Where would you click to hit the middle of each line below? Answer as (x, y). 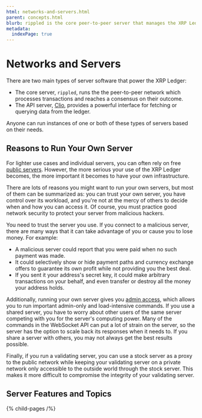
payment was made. (40, 255)
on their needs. (25, 129)
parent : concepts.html (35, 17)
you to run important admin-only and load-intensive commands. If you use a (101, 305)
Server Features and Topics (59, 394)
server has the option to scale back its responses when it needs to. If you (97, 331)
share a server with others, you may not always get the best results (89, 337)
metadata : (19, 29)
